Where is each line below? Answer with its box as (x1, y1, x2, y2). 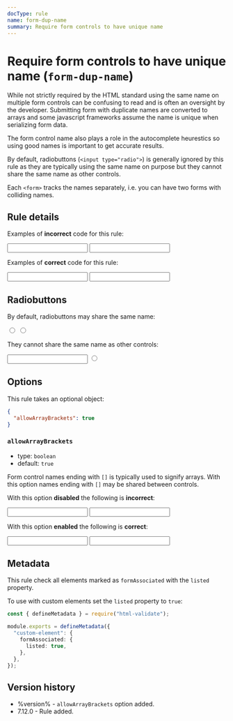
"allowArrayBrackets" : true (13, 414, 95, 422)
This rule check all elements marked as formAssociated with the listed (7, 576, 210, 584)
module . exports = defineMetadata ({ (7, 623, 111, 630)
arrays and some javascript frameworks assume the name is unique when (7, 113, 219, 122)
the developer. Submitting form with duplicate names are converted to (7, 106, 208, 114)
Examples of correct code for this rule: (7, 259, 118, 267)
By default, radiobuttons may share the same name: (7, 312, 155, 321)
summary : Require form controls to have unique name (7, 23, 163, 30)
